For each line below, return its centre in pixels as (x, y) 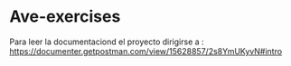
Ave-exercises (65, 17)
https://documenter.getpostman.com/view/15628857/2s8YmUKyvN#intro (146, 51)
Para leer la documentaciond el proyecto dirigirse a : (107, 42)
